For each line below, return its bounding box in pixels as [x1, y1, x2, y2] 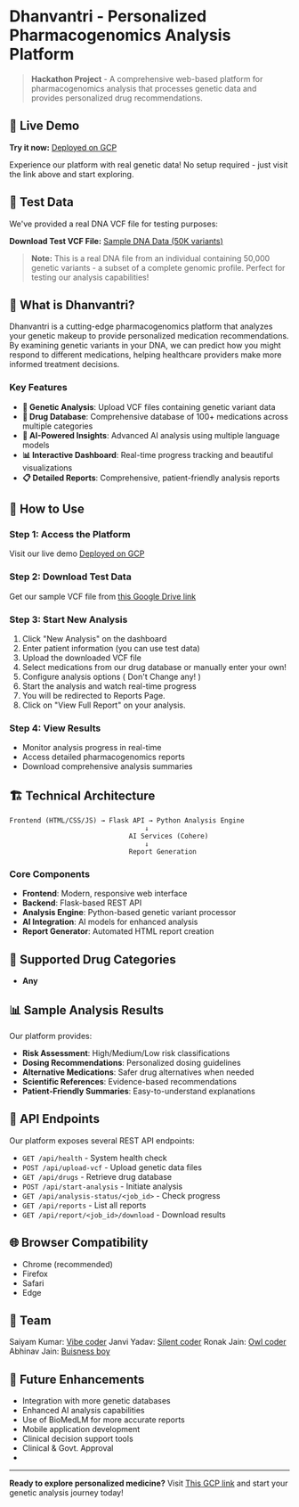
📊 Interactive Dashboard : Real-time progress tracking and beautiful [21, 449, 274, 460]
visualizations [21, 462, 73, 473]
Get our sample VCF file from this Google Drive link [9, 591, 197, 602]
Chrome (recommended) [21, 1258, 114, 1269]
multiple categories [21, 421, 93, 431]
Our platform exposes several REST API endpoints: [9, 1134, 196, 1146]
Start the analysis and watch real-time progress [21, 680, 198, 692]
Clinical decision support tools [21, 1433, 133, 1445]
